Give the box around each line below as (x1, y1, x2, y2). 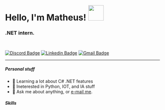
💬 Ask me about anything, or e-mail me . (12, 89, 93, 95)
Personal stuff (5, 66, 35, 72)
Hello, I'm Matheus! (5, 12, 86, 23)
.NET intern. (5, 29, 35, 36)
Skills (5, 100, 17, 106)
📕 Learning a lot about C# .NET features (12, 79, 93, 84)
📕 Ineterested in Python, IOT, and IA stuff (12, 83, 95, 89)
